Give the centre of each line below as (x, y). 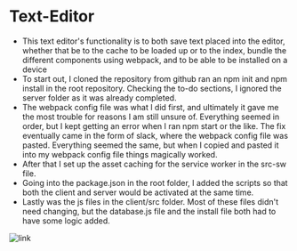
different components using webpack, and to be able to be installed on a (155, 60)
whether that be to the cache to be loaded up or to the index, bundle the (154, 50)
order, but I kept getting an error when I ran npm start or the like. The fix (154, 125)
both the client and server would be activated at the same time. (138, 192)
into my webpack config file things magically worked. (120, 154)
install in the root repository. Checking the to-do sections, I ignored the (152, 88)
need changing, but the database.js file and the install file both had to (149, 211)
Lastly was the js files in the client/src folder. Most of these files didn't (150, 201)
